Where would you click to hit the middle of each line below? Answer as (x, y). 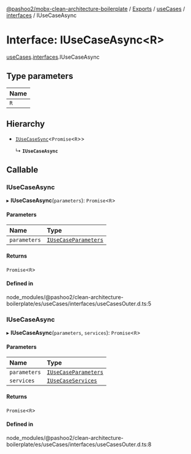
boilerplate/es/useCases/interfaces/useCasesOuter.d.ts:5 (79, 303)
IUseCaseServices (72, 381)
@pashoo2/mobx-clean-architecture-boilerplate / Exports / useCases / (96, 9)
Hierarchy (26, 124)
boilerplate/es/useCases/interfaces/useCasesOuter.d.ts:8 (79, 444)
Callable (22, 170)
